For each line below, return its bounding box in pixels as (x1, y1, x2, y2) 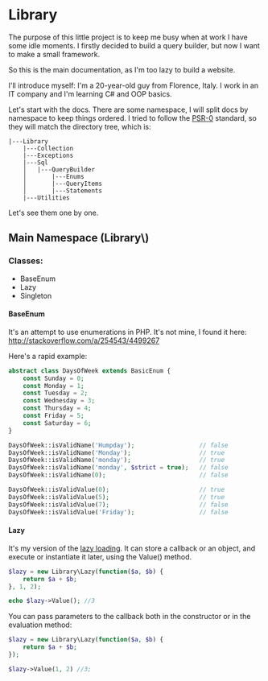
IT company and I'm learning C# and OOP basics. (8, 89, 172, 98)
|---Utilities (23, 193, 70, 202)
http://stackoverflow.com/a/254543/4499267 (8, 336, 160, 345)
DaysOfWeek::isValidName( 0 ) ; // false (8, 471, 229, 480)
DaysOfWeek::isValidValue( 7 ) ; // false (8, 501, 229, 509)
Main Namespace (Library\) (8, 231, 150, 245)
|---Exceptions (23, 151, 74, 159)
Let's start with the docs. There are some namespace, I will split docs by (8, 105, 249, 114)
